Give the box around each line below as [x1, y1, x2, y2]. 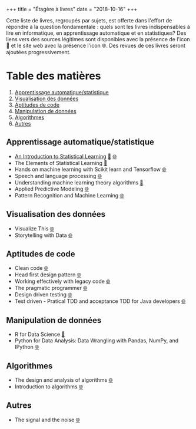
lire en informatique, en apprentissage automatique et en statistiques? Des [6, 29, 187, 37]
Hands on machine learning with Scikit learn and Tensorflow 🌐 [14, 166, 167, 173]
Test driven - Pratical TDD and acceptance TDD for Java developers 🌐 [14, 298, 186, 305]
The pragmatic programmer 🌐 [14, 285, 88, 292]
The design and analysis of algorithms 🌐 [14, 377, 113, 383]
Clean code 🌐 [14, 265, 49, 272]
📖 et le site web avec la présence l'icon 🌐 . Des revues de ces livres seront [6, 42, 185, 49]
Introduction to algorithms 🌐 [14, 383, 84, 390]
